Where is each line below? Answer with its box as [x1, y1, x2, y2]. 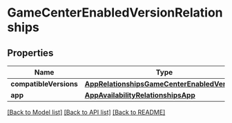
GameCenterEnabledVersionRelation [7, 5, 223, 21]
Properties [7, 47, 54, 59]
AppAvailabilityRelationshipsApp [84, 91, 195, 100]
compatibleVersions [10, 79, 78, 88]
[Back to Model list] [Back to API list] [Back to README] [7, 108, 166, 116]
